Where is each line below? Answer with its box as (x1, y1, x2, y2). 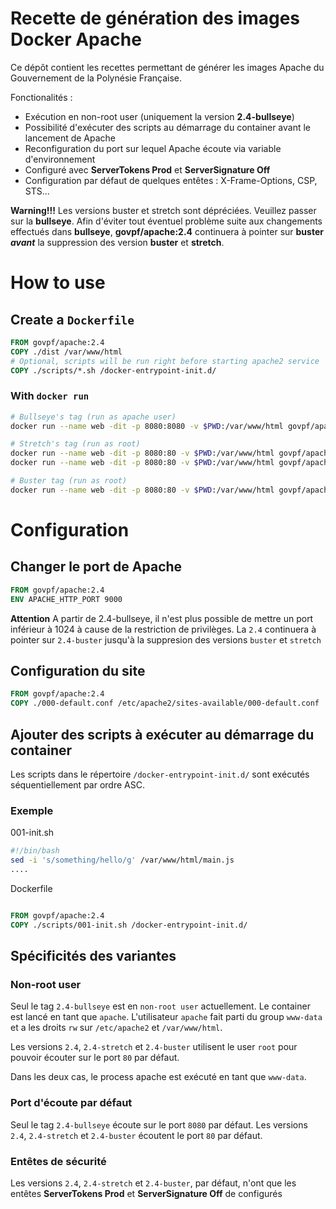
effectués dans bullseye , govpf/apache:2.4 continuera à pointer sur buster (10, 225, 324, 237)
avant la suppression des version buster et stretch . (10, 236, 225, 248)
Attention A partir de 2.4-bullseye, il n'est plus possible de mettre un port (10, 612, 314, 624)
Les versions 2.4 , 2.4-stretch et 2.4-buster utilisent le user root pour (10, 1041, 298, 1053)
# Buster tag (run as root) (10, 476, 128, 486)
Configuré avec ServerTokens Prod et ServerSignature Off (24, 163, 271, 176)
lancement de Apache (24, 132, 117, 144)
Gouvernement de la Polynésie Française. (10, 72, 183, 84)
